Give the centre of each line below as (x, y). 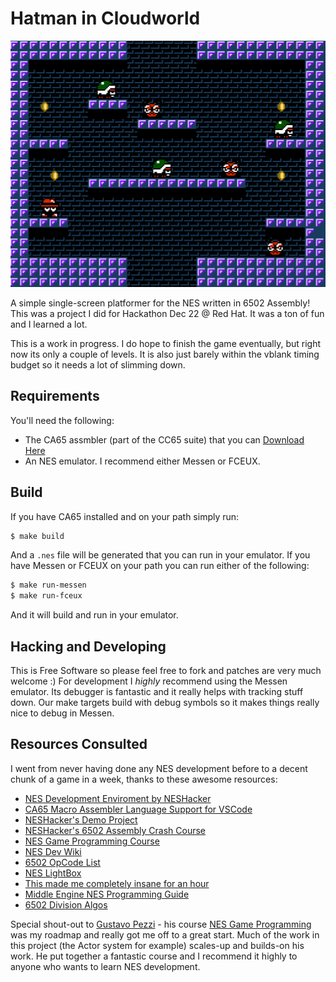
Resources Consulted (79, 744)
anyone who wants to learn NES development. (105, 966)
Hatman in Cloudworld (105, 18)
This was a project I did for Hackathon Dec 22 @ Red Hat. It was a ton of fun (167, 313)
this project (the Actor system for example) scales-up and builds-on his (157, 945)
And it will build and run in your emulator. (94, 615)
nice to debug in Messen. (62, 713)
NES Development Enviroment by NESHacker (118, 798)
